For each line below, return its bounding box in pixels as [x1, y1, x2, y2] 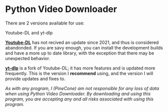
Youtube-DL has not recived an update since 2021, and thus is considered [5, 39, 159, 45]
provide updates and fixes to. [5, 75, 66, 81]
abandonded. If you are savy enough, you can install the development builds [5, 44, 163, 50]
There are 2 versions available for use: [5, 20, 85, 26]
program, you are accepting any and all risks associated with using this [5, 96, 154, 102]
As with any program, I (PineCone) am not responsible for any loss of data [5, 85, 159, 91]
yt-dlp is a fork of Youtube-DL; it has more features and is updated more [5, 65, 155, 71]
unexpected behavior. [5, 55, 50, 61]
